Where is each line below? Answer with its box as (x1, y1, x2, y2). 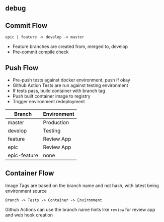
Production (43, 119, 69, 126)
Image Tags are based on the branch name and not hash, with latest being (5, 182, 159, 189)
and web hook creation (5, 212, 53, 218)
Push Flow (5, 63, 39, 72)
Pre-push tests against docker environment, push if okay (12, 77, 131, 83)
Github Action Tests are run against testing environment (12, 82, 128, 88)
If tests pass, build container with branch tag (12, 88, 106, 94)
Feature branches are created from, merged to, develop (12, 43, 128, 50)
